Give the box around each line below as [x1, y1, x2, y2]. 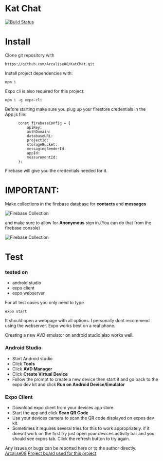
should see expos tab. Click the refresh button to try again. [12, 436, 130, 442]
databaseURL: [26, 134, 54, 138]
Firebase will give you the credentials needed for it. [5, 168, 108, 173]
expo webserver [12, 290, 45, 296]
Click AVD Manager [12, 366, 53, 372]
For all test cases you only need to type [5, 300, 84, 306]
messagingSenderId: [26, 146, 67, 151]
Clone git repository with [5, 52, 54, 58]
